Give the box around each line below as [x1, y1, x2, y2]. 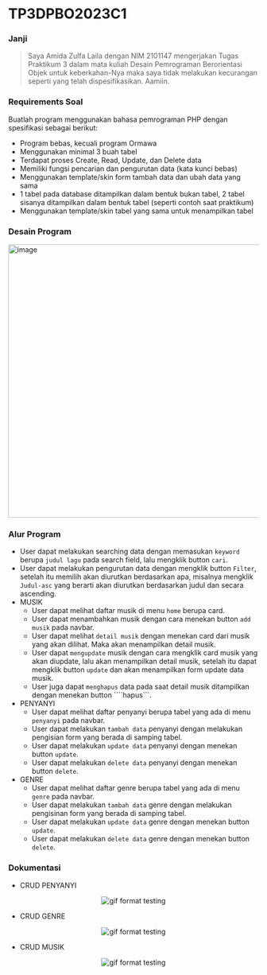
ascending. [19, 589, 57, 599]
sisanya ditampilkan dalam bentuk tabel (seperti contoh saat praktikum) [19, 197, 254, 207]
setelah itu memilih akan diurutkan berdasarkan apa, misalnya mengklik [19, 572, 253, 581]
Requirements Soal [8, 96, 83, 107]
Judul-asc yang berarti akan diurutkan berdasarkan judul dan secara [19, 581, 244, 590]
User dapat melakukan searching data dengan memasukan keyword [19, 546, 240, 557]
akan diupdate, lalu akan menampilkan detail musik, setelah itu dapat [31, 657, 257, 666]
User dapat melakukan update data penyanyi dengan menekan [31, 741, 238, 751]
